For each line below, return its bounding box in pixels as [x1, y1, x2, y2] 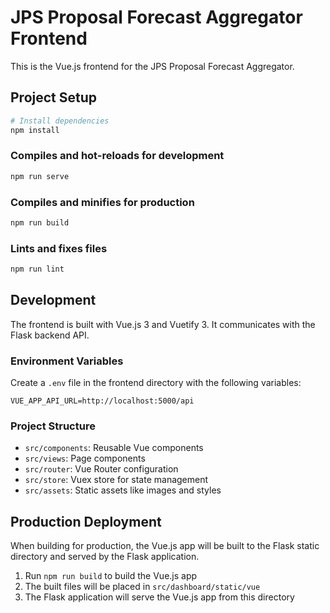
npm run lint [10, 264, 65, 275]
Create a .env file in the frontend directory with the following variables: [10, 377, 302, 389]
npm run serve [10, 171, 70, 181]
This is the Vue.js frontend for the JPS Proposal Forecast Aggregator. [10, 60, 295, 72]
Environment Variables [10, 354, 124, 368]
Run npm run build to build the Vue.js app [24, 570, 198, 582]
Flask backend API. [10, 329, 90, 341]
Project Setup [10, 89, 98, 106]
